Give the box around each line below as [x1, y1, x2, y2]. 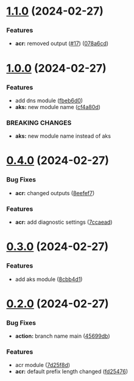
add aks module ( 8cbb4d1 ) [15, 276, 83, 283]
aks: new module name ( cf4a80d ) [15, 103, 100, 110]
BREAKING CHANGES [6, 118, 72, 127]
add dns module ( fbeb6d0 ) [15, 96, 83, 104]
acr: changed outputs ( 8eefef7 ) [15, 189, 95, 196]
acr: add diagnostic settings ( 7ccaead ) [15, 218, 113, 226]
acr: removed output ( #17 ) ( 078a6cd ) [15, 40, 108, 47]
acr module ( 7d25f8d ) [15, 361, 71, 369]
